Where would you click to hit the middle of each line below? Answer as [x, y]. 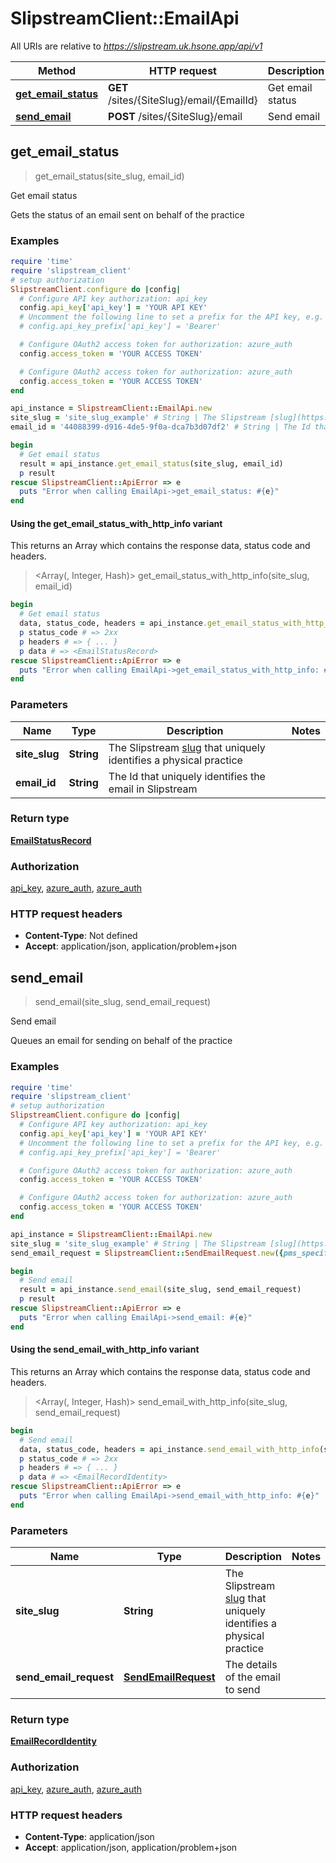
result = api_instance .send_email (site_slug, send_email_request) [160, 1290]
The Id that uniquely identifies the [187, 776]
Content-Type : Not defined [81, 936]
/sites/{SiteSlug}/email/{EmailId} [183, 100]
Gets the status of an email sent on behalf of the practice [127, 214]
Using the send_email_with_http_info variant [105, 1349]
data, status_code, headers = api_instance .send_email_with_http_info [169, 1449]
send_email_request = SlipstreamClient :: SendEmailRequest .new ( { [147, 1253]
